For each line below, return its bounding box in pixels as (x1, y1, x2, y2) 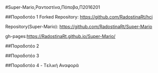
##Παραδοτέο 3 (5, 52, 39, 58)
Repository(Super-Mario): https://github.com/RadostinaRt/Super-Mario (5, 23, 152, 29)
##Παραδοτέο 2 (5, 43, 39, 49)
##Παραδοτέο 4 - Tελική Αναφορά (5, 62, 79, 68)
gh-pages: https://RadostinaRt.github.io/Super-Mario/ (5, 33, 116, 39)
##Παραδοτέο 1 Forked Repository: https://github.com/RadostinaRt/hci (5, 14, 153, 19)
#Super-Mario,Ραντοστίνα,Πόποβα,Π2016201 (5, 4, 100, 10)
